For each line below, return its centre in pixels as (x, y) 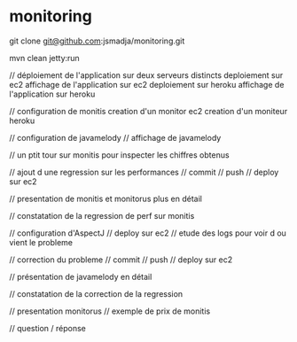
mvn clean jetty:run (44, 58)
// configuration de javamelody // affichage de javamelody (115, 137)
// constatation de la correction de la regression (96, 293)
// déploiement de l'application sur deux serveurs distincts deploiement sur (146, 75)
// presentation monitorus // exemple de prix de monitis (110, 311)
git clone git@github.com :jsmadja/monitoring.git (97, 41)
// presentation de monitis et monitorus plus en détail (106, 198)
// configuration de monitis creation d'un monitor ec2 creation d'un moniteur (148, 111)
